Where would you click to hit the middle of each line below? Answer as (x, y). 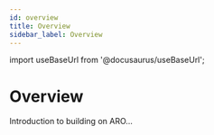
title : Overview (40, 26)
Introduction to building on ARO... (71, 121)
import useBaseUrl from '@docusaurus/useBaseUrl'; (107, 60)
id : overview (34, 18)
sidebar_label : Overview (56, 34)
